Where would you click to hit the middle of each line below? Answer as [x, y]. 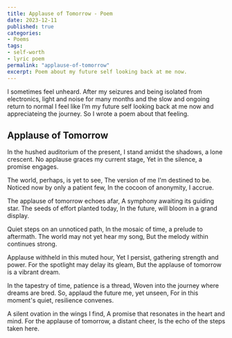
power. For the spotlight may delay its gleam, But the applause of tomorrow [114, 265]
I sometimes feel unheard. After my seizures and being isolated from [105, 92]
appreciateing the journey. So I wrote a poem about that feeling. [98, 113]
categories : [24, 33]
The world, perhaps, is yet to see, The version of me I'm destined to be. [109, 180]
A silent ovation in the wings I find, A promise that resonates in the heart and [116, 314]
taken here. [23, 329]
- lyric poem [26, 59]
